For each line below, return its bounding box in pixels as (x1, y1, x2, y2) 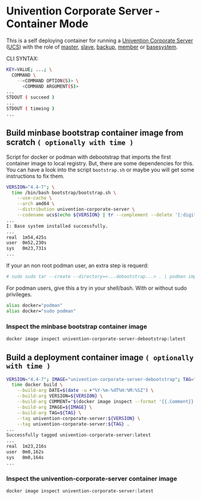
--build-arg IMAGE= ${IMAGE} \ (17, 404, 93, 410)
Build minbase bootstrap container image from (6, 128, 184, 138)
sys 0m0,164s (6, 454, 44, 460)
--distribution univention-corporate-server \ (17, 206, 135, 213)
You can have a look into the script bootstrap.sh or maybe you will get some (6, 166, 194, 173)
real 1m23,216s (6, 444, 47, 450)
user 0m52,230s (6, 240, 47, 246)
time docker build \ (11, 382, 63, 388)
